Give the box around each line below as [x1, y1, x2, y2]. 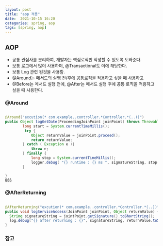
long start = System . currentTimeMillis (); [22, 123, 110, 129]
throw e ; [31, 146, 49, 151]
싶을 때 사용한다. [12, 87, 44, 93]
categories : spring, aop [5, 20, 55, 26]
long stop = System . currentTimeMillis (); [31, 156, 116, 160]
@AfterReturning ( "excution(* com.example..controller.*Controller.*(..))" [5, 205, 160, 210]
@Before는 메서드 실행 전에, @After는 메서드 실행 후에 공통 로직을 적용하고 [12, 81, 155, 87]
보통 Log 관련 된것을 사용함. [12, 69, 65, 74]
